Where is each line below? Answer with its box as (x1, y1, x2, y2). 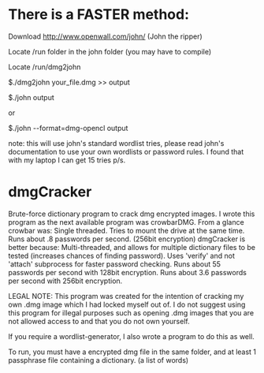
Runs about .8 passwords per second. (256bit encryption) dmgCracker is (8, 234, 246, 244)
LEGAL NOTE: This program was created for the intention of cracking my (8, 291, 244, 300)
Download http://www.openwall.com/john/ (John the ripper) (8, 32, 203, 41)
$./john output (8, 92, 55, 102)
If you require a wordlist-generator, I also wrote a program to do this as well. (8, 331, 255, 341)
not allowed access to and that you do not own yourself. (8, 316, 191, 326)
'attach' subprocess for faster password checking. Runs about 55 (8, 259, 221, 269)
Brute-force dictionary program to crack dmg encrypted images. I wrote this (8, 209, 255, 218)
